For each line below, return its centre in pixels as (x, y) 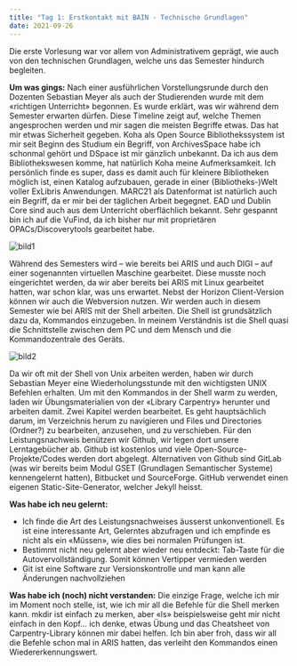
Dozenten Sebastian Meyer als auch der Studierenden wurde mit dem (136, 96)
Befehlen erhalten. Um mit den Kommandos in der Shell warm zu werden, (144, 392)
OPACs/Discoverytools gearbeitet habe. (82, 229)
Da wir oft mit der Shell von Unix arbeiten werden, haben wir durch (131, 373)
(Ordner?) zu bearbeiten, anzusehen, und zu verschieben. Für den (130, 430)
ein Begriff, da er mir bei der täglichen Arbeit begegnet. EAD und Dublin (140, 200)
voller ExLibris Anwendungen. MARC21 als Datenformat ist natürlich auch (143, 191)
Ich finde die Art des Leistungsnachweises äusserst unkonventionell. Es (153, 521)
